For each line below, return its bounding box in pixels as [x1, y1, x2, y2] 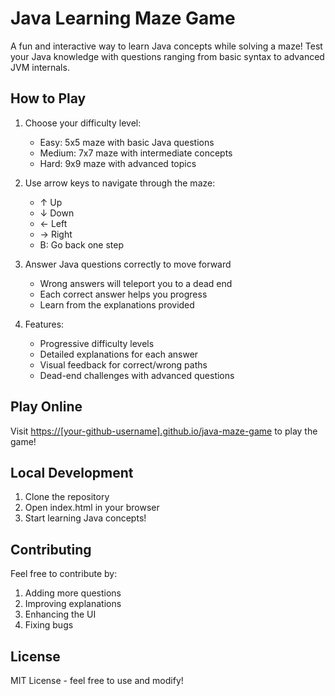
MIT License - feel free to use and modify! [10, 675, 184, 686]
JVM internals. [10, 61, 70, 73]
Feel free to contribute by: [10, 568, 118, 580]
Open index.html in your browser [24, 502, 160, 514]
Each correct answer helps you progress [39, 288, 208, 300]
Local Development [10, 464, 134, 481]
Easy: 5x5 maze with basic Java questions [39, 136, 215, 148]
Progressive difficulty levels [39, 337, 155, 349]
